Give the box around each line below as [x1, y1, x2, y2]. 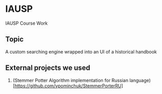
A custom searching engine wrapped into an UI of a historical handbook [5, 48, 157, 54]
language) [129, 77, 151, 83]
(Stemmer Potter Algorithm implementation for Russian [12, 77, 129, 83]
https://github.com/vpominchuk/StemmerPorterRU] [14, 83, 124, 89]
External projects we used [5, 64, 91, 72]
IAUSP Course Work [5, 20, 48, 26]
